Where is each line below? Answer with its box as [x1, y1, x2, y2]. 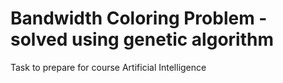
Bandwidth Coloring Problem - [10, 7, 268, 30]
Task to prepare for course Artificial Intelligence [10, 61, 207, 73]
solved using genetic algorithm [10, 28, 274, 51]
